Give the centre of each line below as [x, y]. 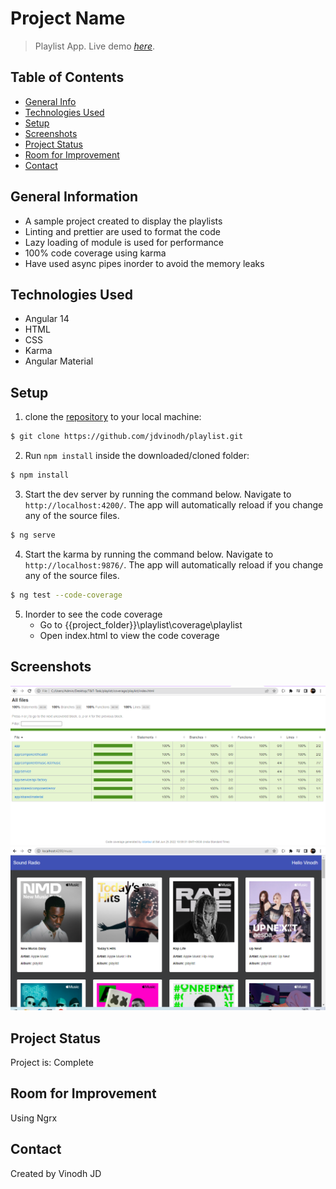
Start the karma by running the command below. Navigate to [149, 554]
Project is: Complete [52, 1063]
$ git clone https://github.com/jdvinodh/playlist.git [127, 437]
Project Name [68, 18]
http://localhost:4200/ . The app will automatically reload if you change [174, 504]
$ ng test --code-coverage [66, 595]
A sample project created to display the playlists [123, 221]
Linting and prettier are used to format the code [122, 231]
